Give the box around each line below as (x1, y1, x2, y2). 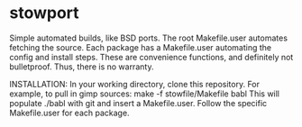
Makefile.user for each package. (9, 107, 130, 118)
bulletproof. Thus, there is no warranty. (9, 61, 154, 72)
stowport (9, 3, 79, 23)
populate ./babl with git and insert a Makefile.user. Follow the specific (9, 97, 268, 108)
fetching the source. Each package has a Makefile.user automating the (9, 41, 272, 52)
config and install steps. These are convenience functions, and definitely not (9, 51, 294, 62)
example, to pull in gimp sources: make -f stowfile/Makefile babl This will (9, 88, 280, 99)
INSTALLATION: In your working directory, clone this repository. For (9, 78, 260, 89)
